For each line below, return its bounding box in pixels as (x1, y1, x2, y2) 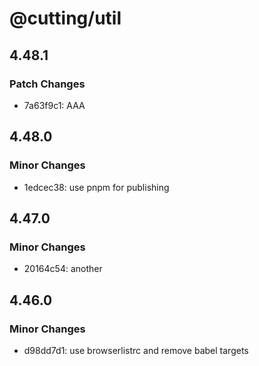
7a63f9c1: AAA (23, 99, 86, 111)
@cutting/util (9, 7, 122, 30)
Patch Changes (9, 77, 86, 91)
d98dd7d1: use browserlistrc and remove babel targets (23, 344, 249, 356)
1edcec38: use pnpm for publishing (23, 181, 170, 193)
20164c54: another (23, 263, 103, 275)
